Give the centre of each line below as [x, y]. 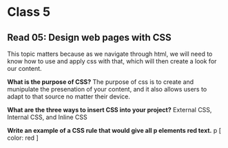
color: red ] [23, 138]
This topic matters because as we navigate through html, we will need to [110, 54]
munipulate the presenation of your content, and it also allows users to [107, 89]
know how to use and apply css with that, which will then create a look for [112, 61]
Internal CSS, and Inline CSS [47, 117]
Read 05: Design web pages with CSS [90, 38]
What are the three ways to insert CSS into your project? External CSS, [110, 110]
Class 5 [29, 12]
